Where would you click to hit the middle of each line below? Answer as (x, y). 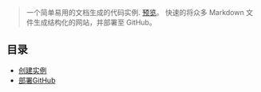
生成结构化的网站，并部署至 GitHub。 (95, 22)
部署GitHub (37, 80)
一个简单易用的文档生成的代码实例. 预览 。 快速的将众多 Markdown (135, 12)
